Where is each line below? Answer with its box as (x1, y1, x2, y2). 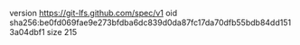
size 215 (46, 27, 78, 37)
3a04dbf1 (9, 27, 45, 37)
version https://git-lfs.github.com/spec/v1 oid (9, 8, 178, 18)
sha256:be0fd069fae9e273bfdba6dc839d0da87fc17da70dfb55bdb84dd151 (9, 17, 292, 28)
